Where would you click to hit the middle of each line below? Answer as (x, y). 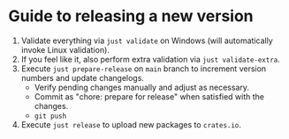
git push (50, 116)
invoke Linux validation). (65, 49)
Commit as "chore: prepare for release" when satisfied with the (149, 96)
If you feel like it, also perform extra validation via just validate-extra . (150, 59)
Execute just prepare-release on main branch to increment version (144, 69)
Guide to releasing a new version (131, 16)
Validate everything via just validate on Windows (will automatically (147, 40)
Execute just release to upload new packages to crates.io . (131, 124)
